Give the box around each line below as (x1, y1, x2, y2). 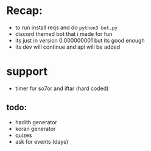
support (6, 65, 47, 79)
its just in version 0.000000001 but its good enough (15, 37, 145, 44)
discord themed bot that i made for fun (15, 30, 113, 37)
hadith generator (15, 118, 58, 125)
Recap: (6, 4, 43, 18)
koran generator (15, 125, 56, 132)
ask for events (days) (15, 138, 69, 145)
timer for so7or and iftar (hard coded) (15, 85, 109, 92)
